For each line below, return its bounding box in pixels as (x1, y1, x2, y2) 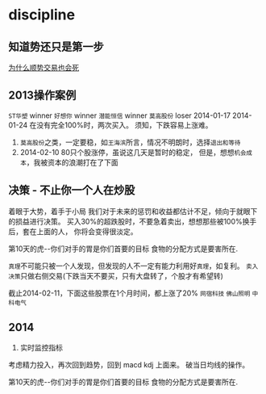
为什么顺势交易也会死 (8, 63, 79, 72)
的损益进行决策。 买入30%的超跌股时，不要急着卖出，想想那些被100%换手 (8, 216, 257, 226)
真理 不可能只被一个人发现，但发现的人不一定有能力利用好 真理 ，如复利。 (8, 261, 244, 270)
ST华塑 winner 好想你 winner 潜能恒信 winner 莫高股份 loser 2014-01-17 (8, 111, 231, 120)
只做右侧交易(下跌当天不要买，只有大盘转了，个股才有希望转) (19, 270, 224, 280)
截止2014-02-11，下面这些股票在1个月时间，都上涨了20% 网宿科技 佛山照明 (8, 288, 251, 298)
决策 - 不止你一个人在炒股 (8, 183, 135, 197)
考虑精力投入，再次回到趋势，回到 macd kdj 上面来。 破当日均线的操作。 (8, 360, 250, 370)
